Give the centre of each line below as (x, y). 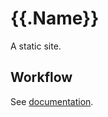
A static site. (36, 46)
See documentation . (52, 101)
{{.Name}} (55, 18)
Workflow (41, 77)
